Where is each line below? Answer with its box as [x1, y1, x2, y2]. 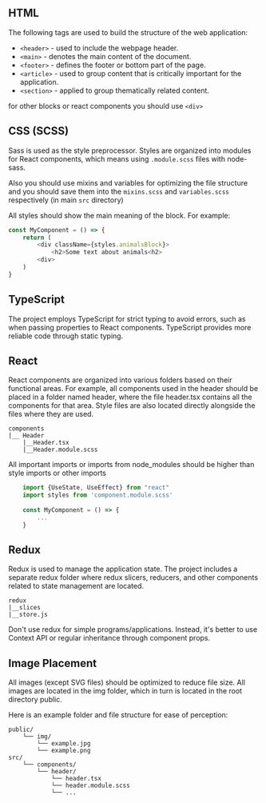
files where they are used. [8, 409, 94, 419]
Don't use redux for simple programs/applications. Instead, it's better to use [8, 625, 258, 634]
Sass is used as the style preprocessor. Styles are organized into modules [8, 146, 252, 155]
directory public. [8, 695, 62, 705]
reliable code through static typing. [8, 331, 124, 341]
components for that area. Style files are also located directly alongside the [8, 401, 256, 410]
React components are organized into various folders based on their [8, 375, 233, 385]
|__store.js [8, 611, 48, 619]
